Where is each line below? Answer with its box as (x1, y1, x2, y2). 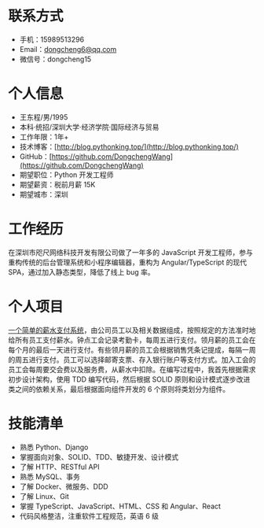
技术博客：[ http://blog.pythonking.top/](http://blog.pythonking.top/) (19, 142, 240, 151)
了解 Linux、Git (19, 491, 69, 500)
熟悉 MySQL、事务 (19, 471, 80, 481)
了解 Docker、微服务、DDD (19, 482, 108, 491)
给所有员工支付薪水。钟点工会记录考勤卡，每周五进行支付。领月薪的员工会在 (8, 335, 256, 345)
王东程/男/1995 (19, 112, 68, 122)
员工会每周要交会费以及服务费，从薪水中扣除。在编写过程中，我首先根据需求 (8, 364, 256, 374)
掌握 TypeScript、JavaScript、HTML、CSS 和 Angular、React (19, 501, 222, 511)
